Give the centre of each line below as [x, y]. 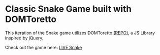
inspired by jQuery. [24, 38]
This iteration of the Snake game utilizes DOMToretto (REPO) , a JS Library [80, 33]
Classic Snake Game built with [68, 9]
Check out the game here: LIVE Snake [44, 47]
